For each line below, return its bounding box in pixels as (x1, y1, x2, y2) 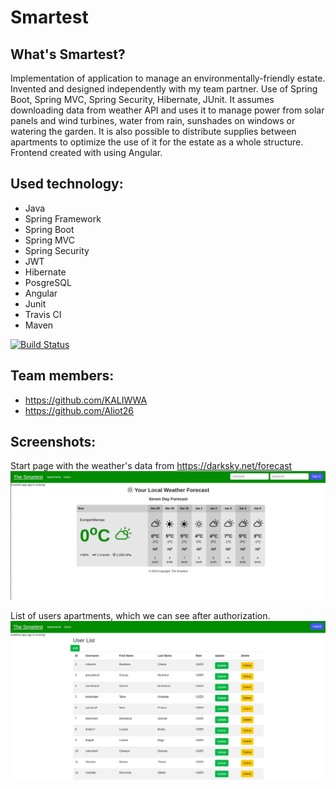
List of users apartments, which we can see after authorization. (10, 610, 271, 622)
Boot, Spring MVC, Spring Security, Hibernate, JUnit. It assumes (10, 94, 275, 105)
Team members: (10, 367, 115, 385)
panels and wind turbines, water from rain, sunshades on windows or (10, 115, 296, 126)
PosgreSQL (24, 276, 72, 288)
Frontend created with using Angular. (10, 147, 163, 158)
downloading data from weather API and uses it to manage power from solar (10, 104, 325, 116)
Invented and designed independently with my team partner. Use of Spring (10, 83, 318, 95)
